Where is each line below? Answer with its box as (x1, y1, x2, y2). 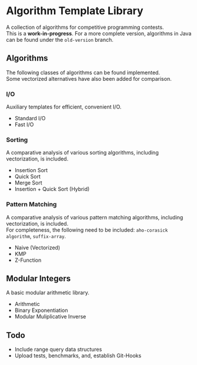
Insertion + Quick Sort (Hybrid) (14, 186, 90, 193)
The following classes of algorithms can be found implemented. (6, 69, 161, 76)
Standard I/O (14, 115, 46, 122)
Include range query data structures (14, 346, 102, 353)
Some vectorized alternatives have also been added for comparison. (6, 75, 172, 82)
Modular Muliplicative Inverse (14, 313, 86, 320)
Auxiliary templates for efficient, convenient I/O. (6, 103, 122, 110)
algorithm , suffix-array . (6, 232, 66, 239)
